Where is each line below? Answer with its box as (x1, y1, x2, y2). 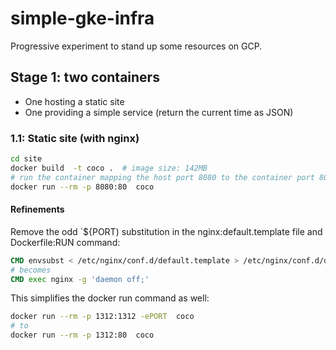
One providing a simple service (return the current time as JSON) (24, 106, 294, 118)
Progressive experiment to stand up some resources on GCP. (10, 40, 263, 52)
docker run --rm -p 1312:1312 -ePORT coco (10, 312, 195, 322)
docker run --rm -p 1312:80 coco (10, 330, 155, 341)
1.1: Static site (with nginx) (10, 131, 140, 145)
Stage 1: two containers (10, 69, 160, 86)
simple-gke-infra (10, 7, 155, 30)
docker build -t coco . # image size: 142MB (10, 163, 208, 173)
